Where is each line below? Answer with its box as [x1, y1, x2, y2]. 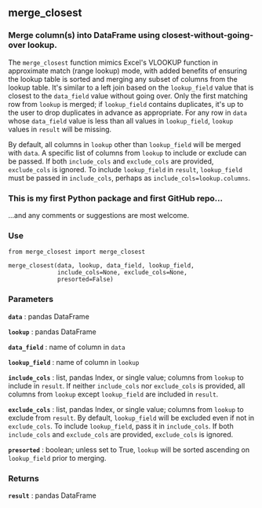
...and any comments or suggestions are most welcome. [8, 210, 190, 219]
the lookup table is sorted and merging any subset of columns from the [8, 74, 238, 83]
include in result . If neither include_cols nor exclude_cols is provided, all [8, 381, 246, 390]
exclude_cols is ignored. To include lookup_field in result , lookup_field [8, 164, 243, 174]
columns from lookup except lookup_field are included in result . [8, 389, 219, 399]
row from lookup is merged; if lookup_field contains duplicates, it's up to [8, 99, 244, 109]
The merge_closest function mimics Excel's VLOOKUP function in [8, 57, 218, 67]
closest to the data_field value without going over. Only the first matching [8, 90, 249, 101]
